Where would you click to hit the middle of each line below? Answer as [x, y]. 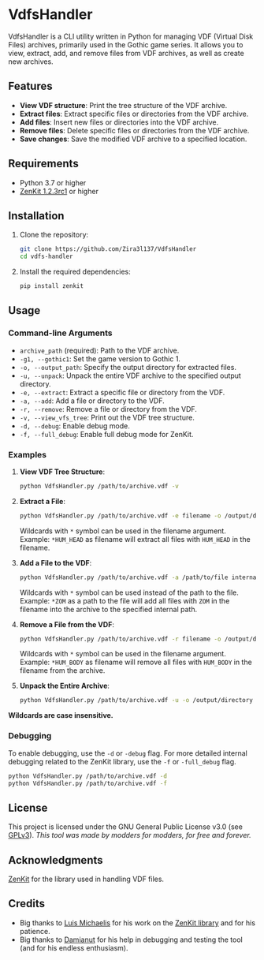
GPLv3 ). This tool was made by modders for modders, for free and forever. [130, 835]
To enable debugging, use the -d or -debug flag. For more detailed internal [128, 753]
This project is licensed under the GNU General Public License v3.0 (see [125, 827]
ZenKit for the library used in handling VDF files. [86, 879]
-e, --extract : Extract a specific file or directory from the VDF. [122, 392]
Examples [28, 454]
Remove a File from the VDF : [67, 624]
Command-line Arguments [60, 333]
